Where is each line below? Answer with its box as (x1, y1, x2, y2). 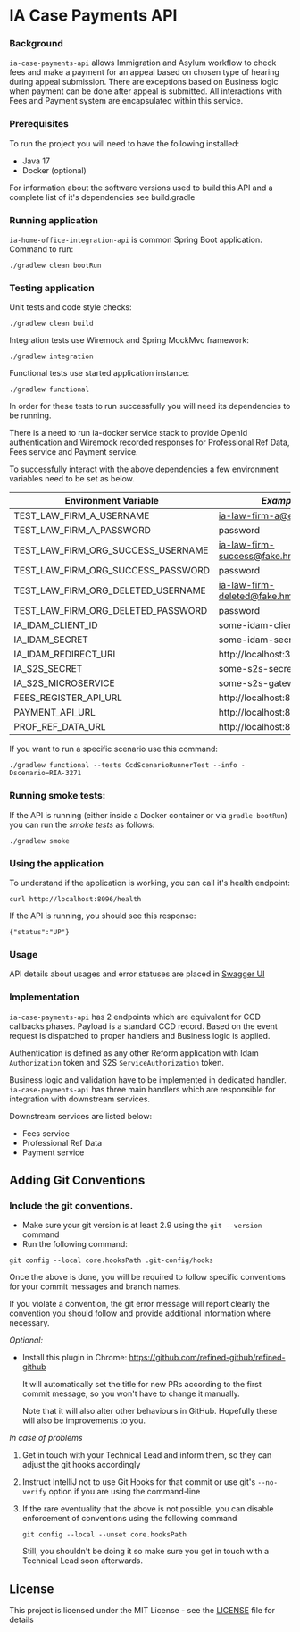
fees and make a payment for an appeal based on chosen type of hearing (9, 67, 279, 78)
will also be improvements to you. (21, 1415, 146, 1426)
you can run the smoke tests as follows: (9, 819, 155, 830)
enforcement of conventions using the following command (21, 1513, 237, 1524)
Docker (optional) (21, 164, 87, 175)
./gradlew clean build (9, 319, 94, 329)
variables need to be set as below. (9, 473, 136, 484)
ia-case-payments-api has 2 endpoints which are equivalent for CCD (9, 1011, 262, 1022)
